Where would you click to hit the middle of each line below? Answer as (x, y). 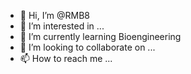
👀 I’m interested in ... (62, 26)
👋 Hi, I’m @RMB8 (55, 15)
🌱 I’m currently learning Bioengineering (100, 36)
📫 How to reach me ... (66, 58)
